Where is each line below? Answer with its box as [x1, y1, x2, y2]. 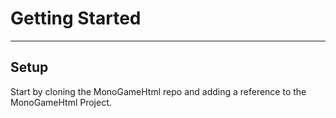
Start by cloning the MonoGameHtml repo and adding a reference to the [10, 85, 307, 97]
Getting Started [10, 7, 142, 30]
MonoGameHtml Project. [10, 96, 112, 108]
